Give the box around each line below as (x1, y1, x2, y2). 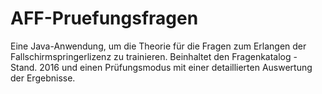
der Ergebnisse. (10, 72, 76, 84)
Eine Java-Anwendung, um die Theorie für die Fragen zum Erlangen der (10, 40, 307, 52)
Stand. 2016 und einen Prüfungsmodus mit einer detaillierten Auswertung (10, 61, 313, 73)
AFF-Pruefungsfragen (10, 7, 199, 30)
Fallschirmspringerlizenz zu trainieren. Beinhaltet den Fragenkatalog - (10, 50, 298, 62)
